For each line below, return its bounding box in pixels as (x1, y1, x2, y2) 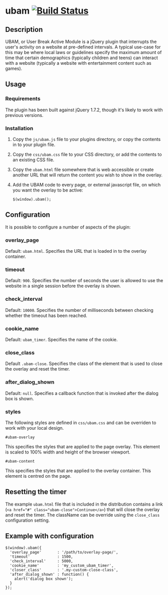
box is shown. (5, 395, 34, 401)
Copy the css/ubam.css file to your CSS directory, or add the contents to (12, 151, 162, 157)
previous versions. (5, 112, 44, 118)
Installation (5, 124, 34, 131)
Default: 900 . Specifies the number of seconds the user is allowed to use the (5, 278, 163, 284)
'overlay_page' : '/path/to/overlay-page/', (10, 550, 119, 555)
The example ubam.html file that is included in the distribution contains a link (5, 501, 163, 507)
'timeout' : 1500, (10, 554, 73, 559)
